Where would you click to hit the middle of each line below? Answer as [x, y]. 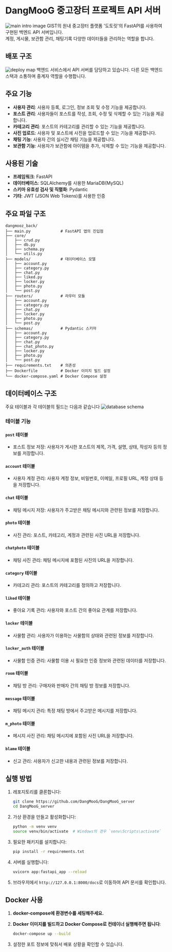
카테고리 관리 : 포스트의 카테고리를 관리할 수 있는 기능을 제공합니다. [79, 126]
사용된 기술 [22, 163]
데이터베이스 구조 [31, 393]
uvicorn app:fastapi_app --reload [50, 872]
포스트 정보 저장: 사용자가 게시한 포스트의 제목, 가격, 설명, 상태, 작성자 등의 [87, 447]
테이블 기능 [18, 421]
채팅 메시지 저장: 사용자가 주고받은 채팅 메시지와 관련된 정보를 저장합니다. [86, 510]
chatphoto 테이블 [23, 548]
